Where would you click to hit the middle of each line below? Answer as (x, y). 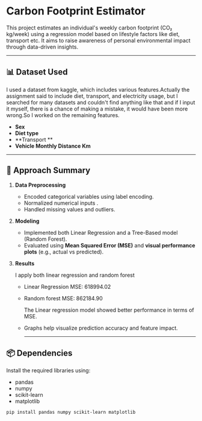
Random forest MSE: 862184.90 (63, 298)
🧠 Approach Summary (48, 170)
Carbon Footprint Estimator (76, 11)
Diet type (27, 133)
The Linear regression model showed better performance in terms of (109, 310)
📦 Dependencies (39, 353)
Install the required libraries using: (48, 371)
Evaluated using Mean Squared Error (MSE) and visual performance (109, 245)
